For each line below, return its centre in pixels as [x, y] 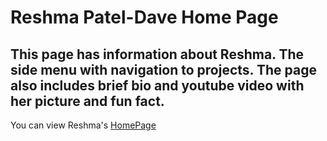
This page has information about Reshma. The [157, 54]
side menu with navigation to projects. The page [163, 69]
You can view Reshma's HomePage [83, 125]
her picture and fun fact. [87, 101]
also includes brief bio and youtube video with [157, 85]
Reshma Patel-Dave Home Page [144, 17]
